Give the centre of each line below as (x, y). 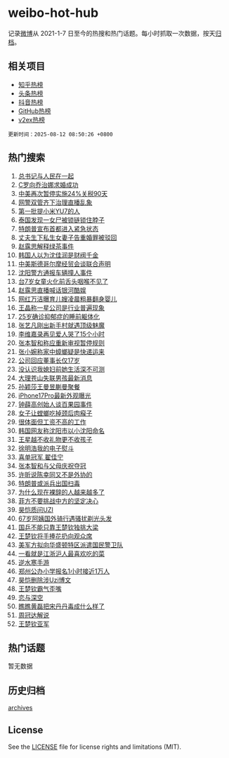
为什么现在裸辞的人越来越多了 (61, 492)
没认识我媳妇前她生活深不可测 (61, 369)
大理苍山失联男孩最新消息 (55, 378)
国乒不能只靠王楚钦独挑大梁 (58, 527)
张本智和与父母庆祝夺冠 (52, 466)
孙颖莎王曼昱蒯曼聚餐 (49, 386)
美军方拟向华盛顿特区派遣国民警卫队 (71, 544)
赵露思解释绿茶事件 (46, 246)
